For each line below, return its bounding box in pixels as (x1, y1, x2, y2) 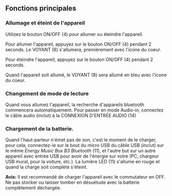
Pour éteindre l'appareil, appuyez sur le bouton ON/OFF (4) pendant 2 (5, 56, 154, 62)
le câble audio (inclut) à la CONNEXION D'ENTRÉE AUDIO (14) (5, 112, 137, 118)
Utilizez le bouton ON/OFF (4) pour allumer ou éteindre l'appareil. (5, 31, 144, 37)
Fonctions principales (5, 4, 77, 13)
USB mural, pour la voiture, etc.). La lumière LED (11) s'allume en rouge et (5, 159, 160, 165)
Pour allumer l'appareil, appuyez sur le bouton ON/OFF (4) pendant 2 (5, 41, 151, 47)
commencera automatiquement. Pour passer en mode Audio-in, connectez (5, 107, 164, 113)
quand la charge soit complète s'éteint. (5, 164, 88, 170)
